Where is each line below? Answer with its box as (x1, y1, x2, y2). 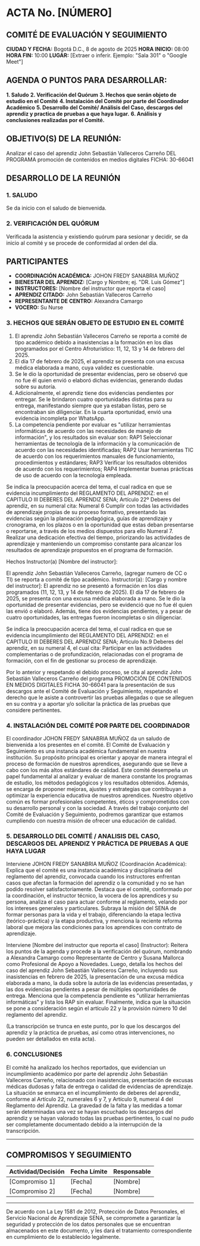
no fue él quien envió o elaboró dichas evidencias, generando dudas (14, 376, 183, 384)
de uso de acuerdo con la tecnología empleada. (14, 471, 132, 479)
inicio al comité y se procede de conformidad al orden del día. (6, 239, 158, 247)
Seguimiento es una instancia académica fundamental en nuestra (6, 747, 167, 755)
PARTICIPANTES (6, 257, 68, 266)
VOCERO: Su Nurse (14, 304, 64, 311)
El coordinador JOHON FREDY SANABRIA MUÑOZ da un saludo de (6, 735, 170, 742)
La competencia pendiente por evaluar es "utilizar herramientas (14, 420, 171, 428)
